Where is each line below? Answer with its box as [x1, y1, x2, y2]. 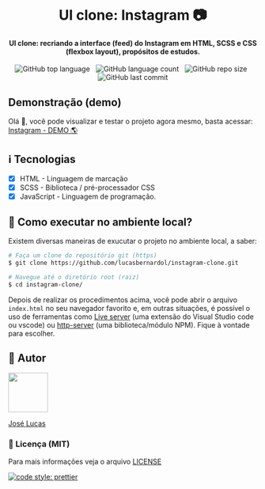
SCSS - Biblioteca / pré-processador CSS [19, 183, 156, 192]
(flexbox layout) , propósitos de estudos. [66, 47, 200, 56]
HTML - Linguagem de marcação [19, 174, 128, 184]
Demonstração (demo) [8, 96, 122, 109]
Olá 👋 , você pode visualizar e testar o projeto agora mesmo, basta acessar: [8, 116, 253, 127]
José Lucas [8, 419, 46, 428]
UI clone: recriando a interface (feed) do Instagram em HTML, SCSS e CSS [9, 38, 257, 47]
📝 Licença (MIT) [8, 438, 70, 449]
